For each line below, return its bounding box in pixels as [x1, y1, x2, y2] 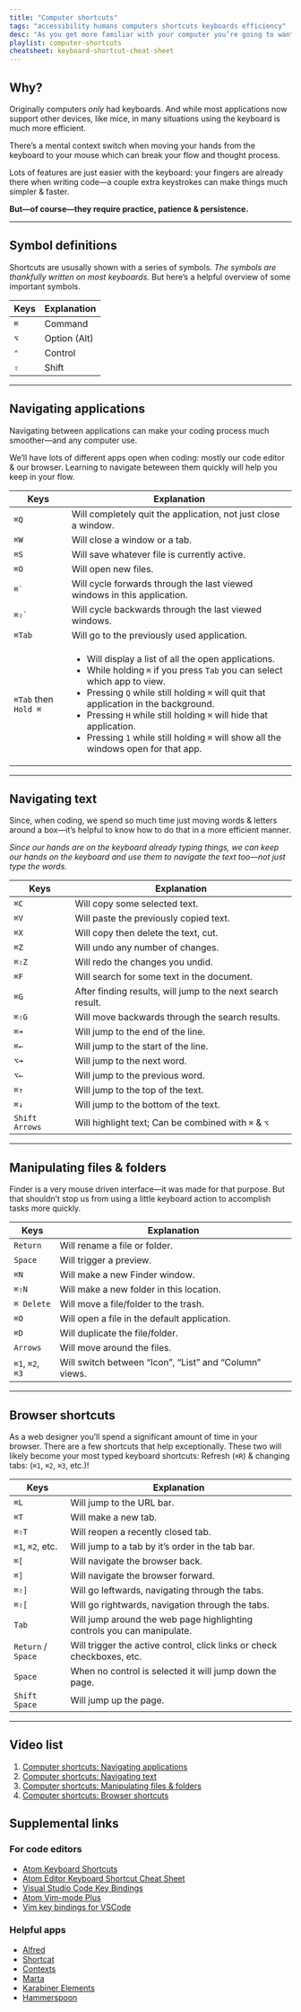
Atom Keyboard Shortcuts [21, 1863, 118, 1874]
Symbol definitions [9, 238, 118, 253]
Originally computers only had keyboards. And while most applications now [9, 103, 288, 114]
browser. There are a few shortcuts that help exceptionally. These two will [9, 1441, 282, 1452]
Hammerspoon [21, 1991, 78, 2003]
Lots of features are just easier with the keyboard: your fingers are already [9, 167, 284, 178]
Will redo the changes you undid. [74, 956, 213, 968]
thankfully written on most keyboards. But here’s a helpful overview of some [9, 271, 291, 282]
